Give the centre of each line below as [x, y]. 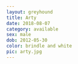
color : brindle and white [39, 46]
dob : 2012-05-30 [27, 40]
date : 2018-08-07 [28, 23]
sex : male [19, 35]
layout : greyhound [30, 12]
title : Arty [21, 18]
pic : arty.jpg [24, 52]
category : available [33, 29]
